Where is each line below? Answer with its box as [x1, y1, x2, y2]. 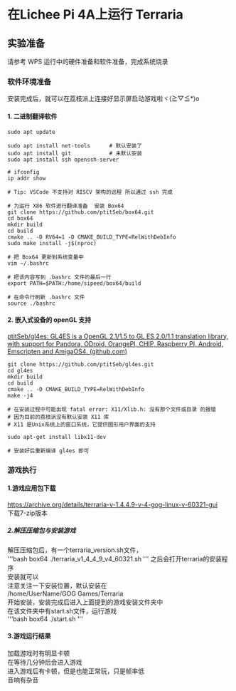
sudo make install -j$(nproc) [7, 239, 97, 246]
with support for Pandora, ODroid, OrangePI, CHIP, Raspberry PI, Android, [7, 339, 224, 348]
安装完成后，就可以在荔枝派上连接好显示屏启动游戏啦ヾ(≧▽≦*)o [7, 94, 200, 103]
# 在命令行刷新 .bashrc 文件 [7, 293, 85, 301]
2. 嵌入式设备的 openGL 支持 [7, 316, 91, 324]
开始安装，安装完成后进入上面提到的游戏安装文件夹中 [7, 598, 163, 606]
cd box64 [7, 214, 33, 222]
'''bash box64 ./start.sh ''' [7, 614, 84, 623]
